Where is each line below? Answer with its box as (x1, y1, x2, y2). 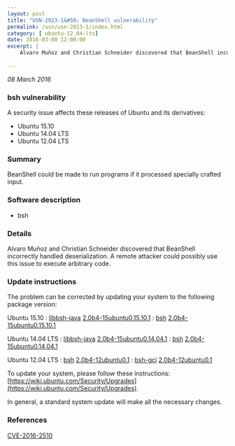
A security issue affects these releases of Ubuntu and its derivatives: (7, 109, 206, 117)
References (7, 415, 48, 425)
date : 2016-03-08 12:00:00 (7, 36, 86, 43)
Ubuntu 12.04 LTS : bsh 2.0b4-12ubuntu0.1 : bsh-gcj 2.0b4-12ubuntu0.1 (7, 356, 213, 364)
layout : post (7, 10, 45, 18)
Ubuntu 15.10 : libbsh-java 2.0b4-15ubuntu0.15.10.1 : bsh (7, 314, 166, 322)
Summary (7, 154, 42, 164)
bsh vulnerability (7, 92, 66, 102)
